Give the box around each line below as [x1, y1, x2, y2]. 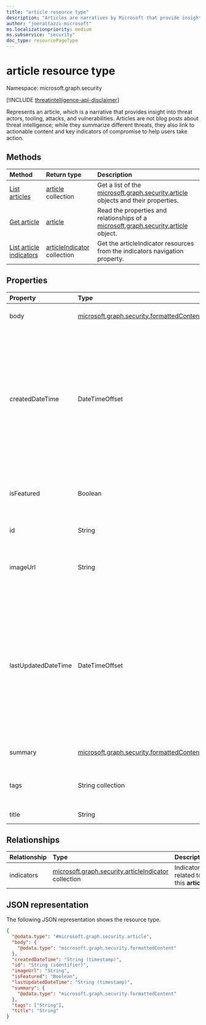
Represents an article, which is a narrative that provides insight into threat [6, 108, 193, 116]
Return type [45, 170, 82, 179]
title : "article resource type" [6, 9, 89, 15]
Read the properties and [97, 206, 167, 214]
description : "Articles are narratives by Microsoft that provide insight [6, 15, 202, 21]
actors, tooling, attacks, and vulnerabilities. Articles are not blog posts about [6, 114, 199, 122]
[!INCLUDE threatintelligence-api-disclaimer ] [6, 96, 120, 103]
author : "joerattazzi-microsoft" [6, 20, 92, 26]
